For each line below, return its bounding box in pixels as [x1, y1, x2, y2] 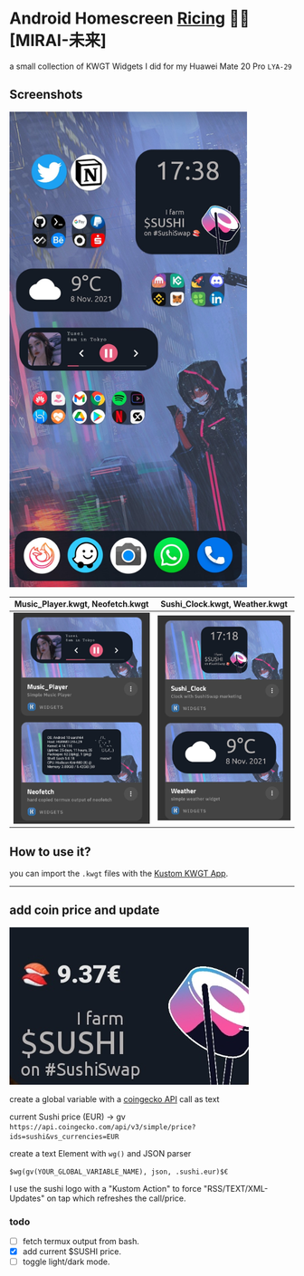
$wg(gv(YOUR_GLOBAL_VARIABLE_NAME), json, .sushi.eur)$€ [9, 1167, 229, 1176]
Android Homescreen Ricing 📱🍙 [9, 8, 251, 29]
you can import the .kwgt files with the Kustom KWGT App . [9, 868, 229, 878]
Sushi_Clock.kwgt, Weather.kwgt [160, 599, 288, 609]
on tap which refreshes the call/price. [46, 1193, 186, 1204]
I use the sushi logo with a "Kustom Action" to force [9, 1183, 202, 1194]
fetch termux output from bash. [22, 1236, 140, 1247]
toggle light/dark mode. [22, 1256, 110, 1267]
